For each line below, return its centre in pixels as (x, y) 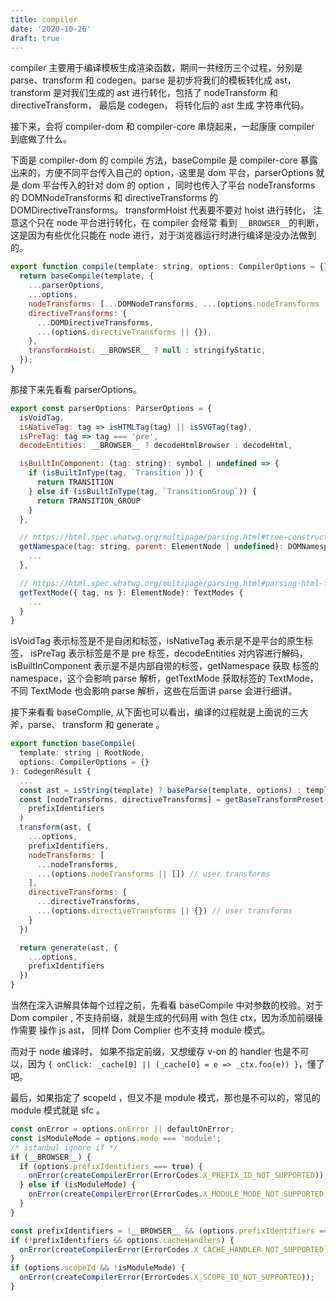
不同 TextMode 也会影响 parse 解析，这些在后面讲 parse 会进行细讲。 (154, 691)
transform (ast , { (55, 827)
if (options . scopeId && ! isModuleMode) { (98, 1268)
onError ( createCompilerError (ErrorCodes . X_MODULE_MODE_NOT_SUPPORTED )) (180, 1194)
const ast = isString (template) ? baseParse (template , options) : (160, 790)
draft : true (35, 38)
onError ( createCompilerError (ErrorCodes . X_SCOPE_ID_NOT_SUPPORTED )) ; (167, 1277)
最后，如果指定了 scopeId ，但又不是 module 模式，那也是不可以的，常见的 (165, 1097)
